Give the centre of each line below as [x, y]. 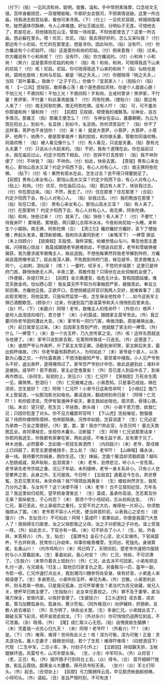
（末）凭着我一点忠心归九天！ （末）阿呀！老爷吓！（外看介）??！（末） [79, 628]
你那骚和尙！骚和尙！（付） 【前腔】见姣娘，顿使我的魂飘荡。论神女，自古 [81, 112]
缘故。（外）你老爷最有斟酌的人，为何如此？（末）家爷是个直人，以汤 [88, 352]
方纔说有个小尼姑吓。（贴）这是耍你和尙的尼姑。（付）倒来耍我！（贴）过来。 [82, 50]
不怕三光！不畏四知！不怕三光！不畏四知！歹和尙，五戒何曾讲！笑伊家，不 [80, 93]
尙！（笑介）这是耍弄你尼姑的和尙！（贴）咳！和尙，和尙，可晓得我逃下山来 [82, 62]
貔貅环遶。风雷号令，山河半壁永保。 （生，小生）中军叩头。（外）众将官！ [80, 653]
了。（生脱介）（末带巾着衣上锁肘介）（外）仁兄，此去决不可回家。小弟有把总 [82, 561]
